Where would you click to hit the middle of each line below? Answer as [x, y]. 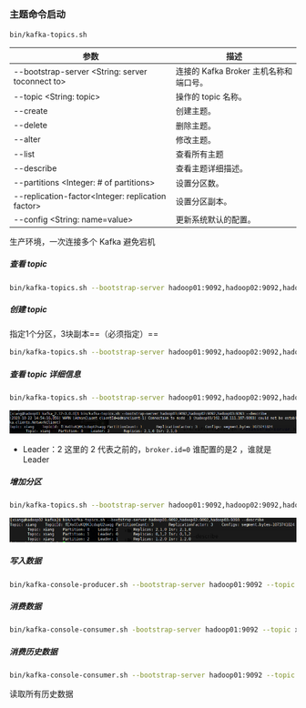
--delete [31, 126]
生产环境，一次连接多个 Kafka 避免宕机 [82, 241]
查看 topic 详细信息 [46, 374]
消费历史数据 [33, 652]
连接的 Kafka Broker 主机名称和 [234, 71]
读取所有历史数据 [41, 694]
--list [24, 154]
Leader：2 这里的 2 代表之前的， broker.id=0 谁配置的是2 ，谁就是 [147, 450]
